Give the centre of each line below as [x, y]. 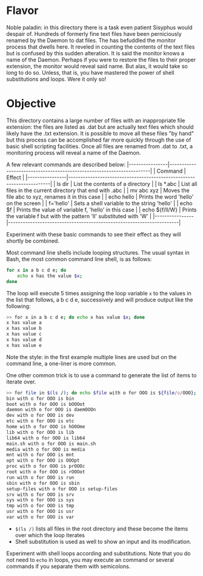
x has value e [24, 345]
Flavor [22, 11]
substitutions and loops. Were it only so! [56, 79]
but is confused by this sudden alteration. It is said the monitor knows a [95, 53]
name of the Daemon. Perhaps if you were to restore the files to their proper [101, 60]
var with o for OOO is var [40, 517]
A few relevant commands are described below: [66, 164]
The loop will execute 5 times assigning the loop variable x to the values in [99, 293]
